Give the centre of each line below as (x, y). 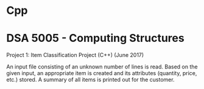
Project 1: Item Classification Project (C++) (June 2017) (75, 55)
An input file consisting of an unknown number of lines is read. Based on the (102, 67)
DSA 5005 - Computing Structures (95, 38)
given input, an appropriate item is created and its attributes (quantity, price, (102, 73)
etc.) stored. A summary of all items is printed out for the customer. (90, 80)
